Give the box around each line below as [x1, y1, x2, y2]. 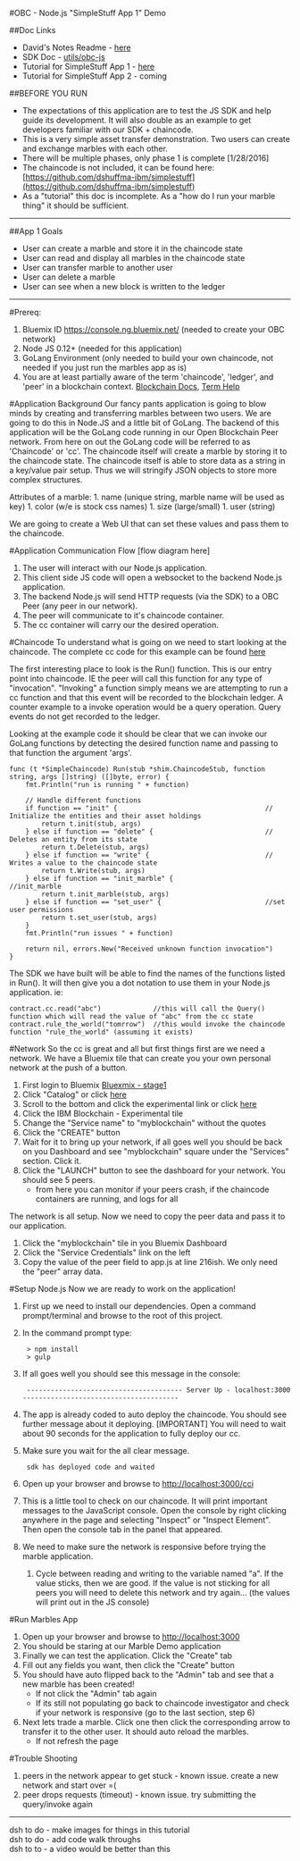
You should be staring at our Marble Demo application [21, 1641, 221, 1651]
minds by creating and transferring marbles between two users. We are [9, 408, 272, 418]
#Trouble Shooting [9, 1753, 78, 1764]
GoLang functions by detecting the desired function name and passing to [9, 738, 279, 749]
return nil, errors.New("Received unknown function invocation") [25, 944, 274, 953]
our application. [9, 1220, 67, 1231]
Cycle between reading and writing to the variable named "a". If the [35, 1568, 284, 1579]
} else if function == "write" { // [25, 851, 274, 859]
